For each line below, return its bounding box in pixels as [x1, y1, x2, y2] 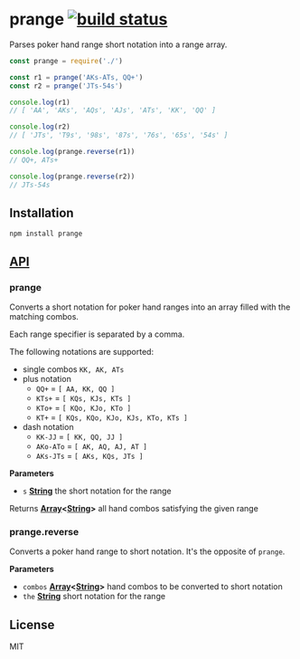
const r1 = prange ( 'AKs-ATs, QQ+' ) [9, 72, 144, 81]
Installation [9, 205, 74, 221]
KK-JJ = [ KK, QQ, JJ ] [35, 431, 124, 443]
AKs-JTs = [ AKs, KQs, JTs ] [35, 451, 144, 462]
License [9, 616, 55, 633]
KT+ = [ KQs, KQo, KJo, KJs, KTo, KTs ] [35, 412, 188, 423]
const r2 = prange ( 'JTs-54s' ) [9, 81, 124, 91]
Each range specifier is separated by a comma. [9, 329, 185, 339]
